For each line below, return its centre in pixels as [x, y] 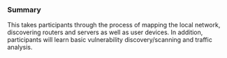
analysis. [20, 48]
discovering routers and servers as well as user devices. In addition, [105, 32]
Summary [24, 10]
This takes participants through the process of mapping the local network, [114, 25]
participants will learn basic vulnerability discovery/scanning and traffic [110, 40]
